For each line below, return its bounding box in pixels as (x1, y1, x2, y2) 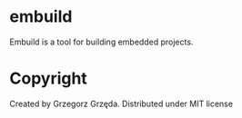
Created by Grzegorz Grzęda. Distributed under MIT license (9, 98, 234, 109)
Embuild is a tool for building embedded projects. (9, 36, 194, 47)
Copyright (9, 68, 88, 89)
